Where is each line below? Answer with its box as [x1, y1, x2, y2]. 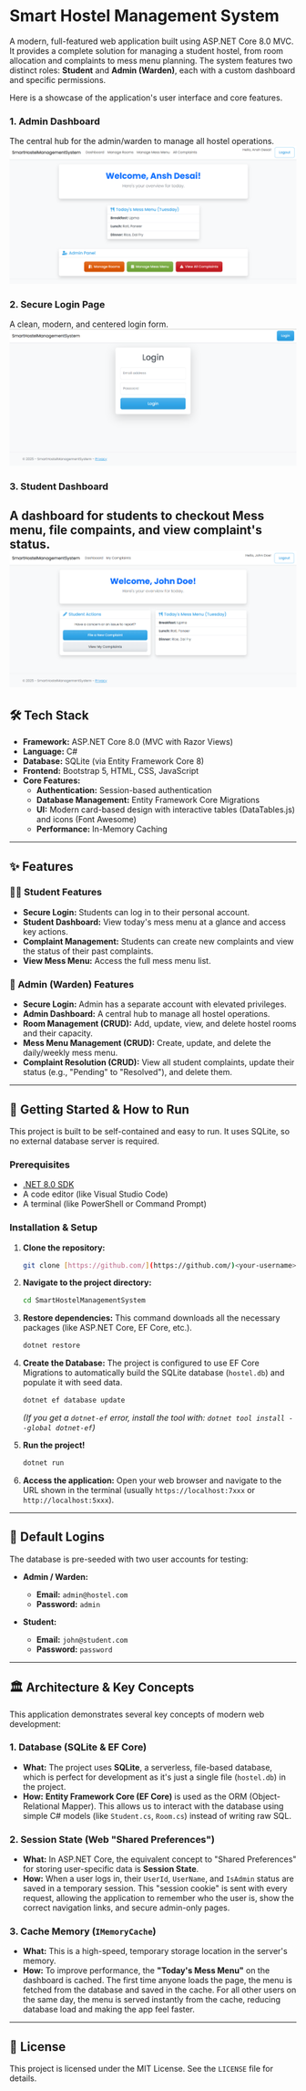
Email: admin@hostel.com [36, 1589, 128, 1600]
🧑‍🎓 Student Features [9, 886, 103, 899]
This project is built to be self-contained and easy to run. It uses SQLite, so [9, 1125, 290, 1136]
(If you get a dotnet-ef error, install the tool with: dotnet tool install [22, 1412, 285, 1424]
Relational [22, 1800, 60, 1812]
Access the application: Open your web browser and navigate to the [22, 1475, 282, 1486]
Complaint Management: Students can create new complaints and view [22, 936, 294, 946]
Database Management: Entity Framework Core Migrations [36, 795, 260, 806]
